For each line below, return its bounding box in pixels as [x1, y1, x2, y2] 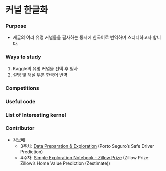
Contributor [5, 125, 35, 132]
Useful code [5, 98, 36, 105]
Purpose [5, 23, 27, 30]
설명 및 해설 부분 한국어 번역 [12, 72, 68, 78]
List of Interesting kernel [5, 111, 66, 118]
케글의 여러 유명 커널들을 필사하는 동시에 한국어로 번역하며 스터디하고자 [12, 34, 152, 40]
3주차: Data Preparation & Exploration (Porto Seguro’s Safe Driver [20, 143, 154, 149]
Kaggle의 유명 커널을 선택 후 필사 [12, 65, 78, 71]
